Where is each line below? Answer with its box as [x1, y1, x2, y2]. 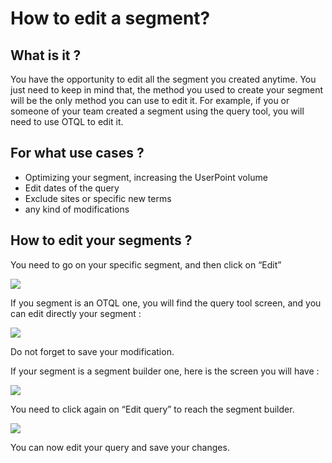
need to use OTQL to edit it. [10, 116, 124, 127]
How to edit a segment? [10, 7, 211, 30]
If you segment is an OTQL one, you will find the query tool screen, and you [10, 297, 322, 309]
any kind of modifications [24, 203, 130, 215]
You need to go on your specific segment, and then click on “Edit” [10, 258, 282, 271]
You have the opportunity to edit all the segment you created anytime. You [10, 73, 317, 85]
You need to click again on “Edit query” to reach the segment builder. [10, 403, 295, 415]
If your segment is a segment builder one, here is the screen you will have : [10, 365, 320, 377]
